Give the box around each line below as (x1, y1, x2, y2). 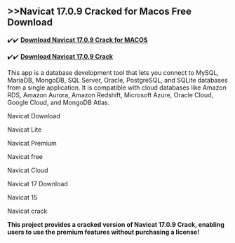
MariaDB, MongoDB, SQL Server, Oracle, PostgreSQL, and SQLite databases (7, 76, 228, 84)
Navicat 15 (7, 193, 37, 202)
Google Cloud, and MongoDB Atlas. (7, 98, 110, 106)
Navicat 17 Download (7, 179, 68, 188)
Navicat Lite (7, 125, 42, 134)
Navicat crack (7, 207, 48, 215)
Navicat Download (7, 111, 61, 120)
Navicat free (7, 152, 43, 160)
